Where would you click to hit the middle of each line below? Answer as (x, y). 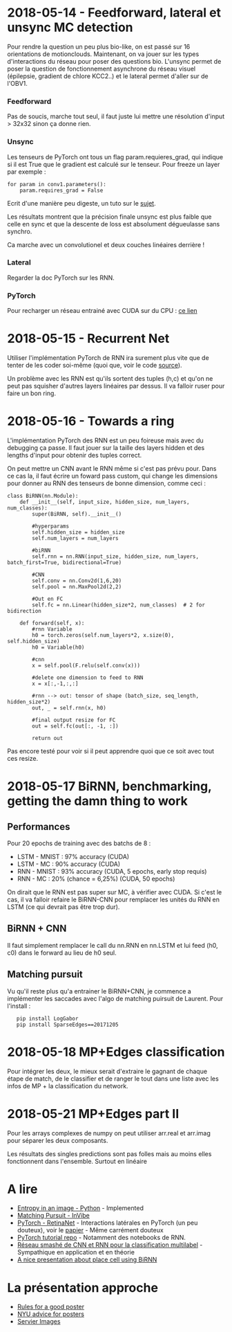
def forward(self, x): (52, 623)
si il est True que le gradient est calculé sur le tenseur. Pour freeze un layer (114, 164)
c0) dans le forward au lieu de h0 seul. (62, 953)
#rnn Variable (52, 629)
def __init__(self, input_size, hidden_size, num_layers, (105, 502)
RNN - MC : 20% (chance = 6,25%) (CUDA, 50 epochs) (96, 879)
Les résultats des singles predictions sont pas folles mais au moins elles (109, 1153)
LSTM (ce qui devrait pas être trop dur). (64, 907)
